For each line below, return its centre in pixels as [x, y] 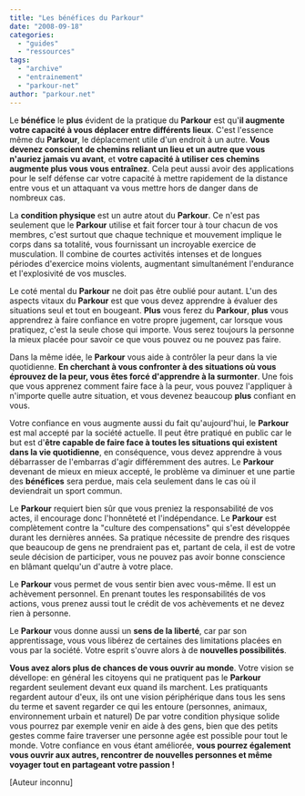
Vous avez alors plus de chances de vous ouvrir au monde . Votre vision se [152, 668]
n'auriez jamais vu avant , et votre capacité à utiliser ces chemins [135, 158]
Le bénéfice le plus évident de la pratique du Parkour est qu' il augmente [147, 120]
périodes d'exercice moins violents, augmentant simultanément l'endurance [152, 263]
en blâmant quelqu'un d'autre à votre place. [91, 566]
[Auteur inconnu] [41, 782]
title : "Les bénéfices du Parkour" [77, 18]
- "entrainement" [51, 77]
